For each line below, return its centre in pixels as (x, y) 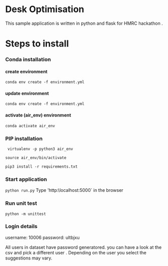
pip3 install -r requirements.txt (42, 167)
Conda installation (28, 60)
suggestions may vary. (29, 258)
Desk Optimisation (45, 9)
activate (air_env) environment (38, 115)
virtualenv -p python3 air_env (40, 149)
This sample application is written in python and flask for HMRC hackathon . (84, 23)
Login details (21, 227)
